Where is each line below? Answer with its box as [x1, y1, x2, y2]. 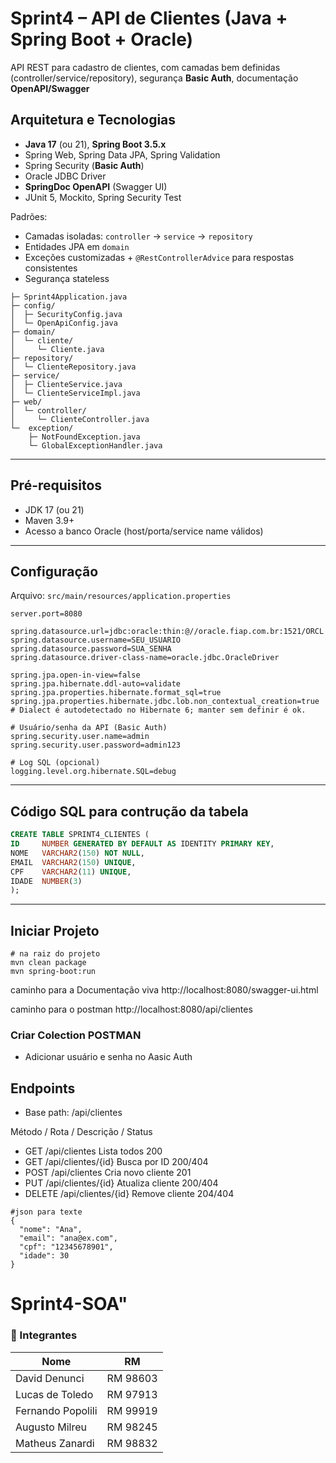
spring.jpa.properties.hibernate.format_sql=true [10, 688, 222, 698]
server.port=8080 [10, 609, 83, 619]
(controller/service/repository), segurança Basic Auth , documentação [10, 72, 299, 84]
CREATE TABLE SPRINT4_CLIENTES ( [10, 830, 150, 840]
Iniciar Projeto [10, 922, 100, 939]
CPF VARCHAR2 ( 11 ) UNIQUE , [10, 867, 132, 877]
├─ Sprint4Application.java [10, 292, 128, 302]
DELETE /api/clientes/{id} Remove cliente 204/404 [24, 1188, 235, 1200]
